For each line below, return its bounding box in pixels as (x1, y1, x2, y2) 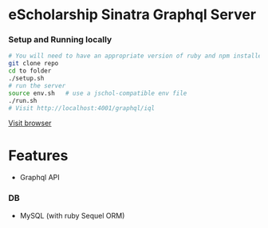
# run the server (8, 81, 66, 89)
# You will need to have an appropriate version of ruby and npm (8, 52, 230, 61)
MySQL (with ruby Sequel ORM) (19, 210, 125, 220)
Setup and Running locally (8, 34, 112, 45)
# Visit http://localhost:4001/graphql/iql (8, 104, 156, 112)
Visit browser (8, 118, 52, 128)
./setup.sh (8, 74, 45, 83)
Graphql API (19, 173, 60, 183)
